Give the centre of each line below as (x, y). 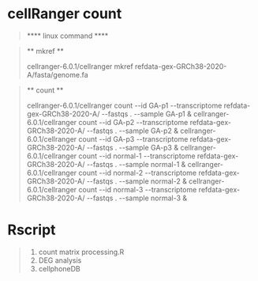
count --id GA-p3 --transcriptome (133, 139)
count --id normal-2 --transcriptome (138, 173)
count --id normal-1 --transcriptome (137, 156)
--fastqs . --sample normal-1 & (136, 164)
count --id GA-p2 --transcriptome (133, 122)
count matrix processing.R (81, 252)
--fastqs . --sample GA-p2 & (133, 131)
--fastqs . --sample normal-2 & (136, 181)
